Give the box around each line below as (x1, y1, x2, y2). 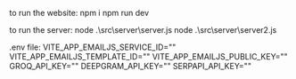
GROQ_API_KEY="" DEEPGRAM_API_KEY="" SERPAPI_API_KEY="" (9, 61, 252, 71)
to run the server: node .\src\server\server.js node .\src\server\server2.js (9, 25, 277, 35)
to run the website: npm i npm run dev (9, 8, 150, 18)
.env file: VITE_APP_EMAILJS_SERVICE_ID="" (9, 42, 177, 52)
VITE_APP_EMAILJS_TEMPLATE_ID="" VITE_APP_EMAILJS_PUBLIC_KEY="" (9, 51, 288, 61)
